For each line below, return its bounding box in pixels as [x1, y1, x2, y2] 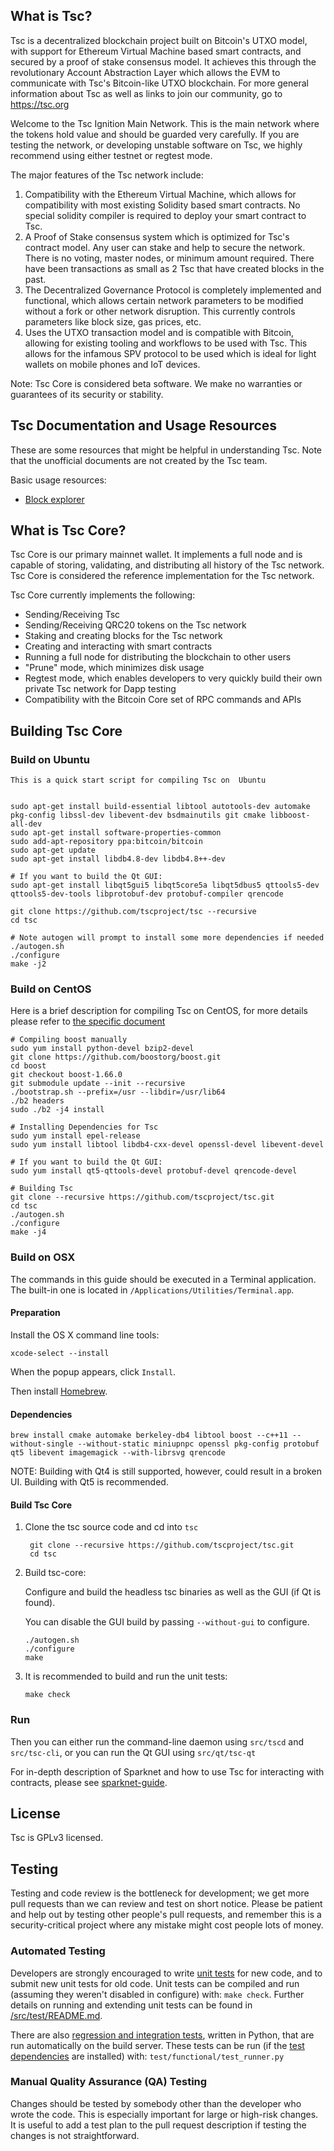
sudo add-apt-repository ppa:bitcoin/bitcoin [10, 837, 203, 847]
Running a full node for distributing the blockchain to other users [24, 651, 292, 663]
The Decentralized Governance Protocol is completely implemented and [24, 284, 322, 296]
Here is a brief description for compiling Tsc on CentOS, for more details [10, 1005, 308, 1017]
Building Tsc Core [10, 722, 123, 739]
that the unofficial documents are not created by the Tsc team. [10, 454, 268, 466]
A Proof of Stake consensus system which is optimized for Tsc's [24, 230, 290, 243]
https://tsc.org [10, 98, 70, 110]
